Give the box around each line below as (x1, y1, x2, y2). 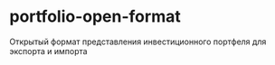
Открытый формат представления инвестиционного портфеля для (9, 36, 267, 47)
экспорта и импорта (9, 45, 88, 56)
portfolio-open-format (9, 6, 181, 27)
